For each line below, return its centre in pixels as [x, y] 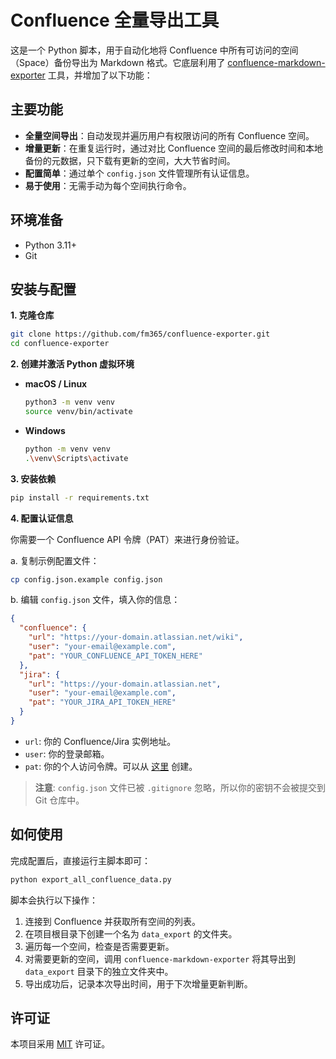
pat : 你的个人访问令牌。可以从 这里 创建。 [111, 766]
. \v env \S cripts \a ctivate [76, 458]
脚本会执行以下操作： [54, 900]
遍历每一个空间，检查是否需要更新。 [99, 946]
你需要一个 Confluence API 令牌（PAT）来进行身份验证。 [127, 539]
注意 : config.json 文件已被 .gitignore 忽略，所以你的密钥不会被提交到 [180, 787]
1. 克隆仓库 [32, 315]
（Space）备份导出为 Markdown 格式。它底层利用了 [118, 62]
